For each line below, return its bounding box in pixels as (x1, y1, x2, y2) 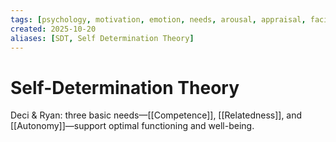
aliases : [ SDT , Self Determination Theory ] (10, 33, 195, 43)
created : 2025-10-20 (10, 24, 97, 34)
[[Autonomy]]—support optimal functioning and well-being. (10, 120, 255, 132)
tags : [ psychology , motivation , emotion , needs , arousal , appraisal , (10, 14, 307, 25)
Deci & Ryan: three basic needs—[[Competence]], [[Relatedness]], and (10, 109, 303, 121)
